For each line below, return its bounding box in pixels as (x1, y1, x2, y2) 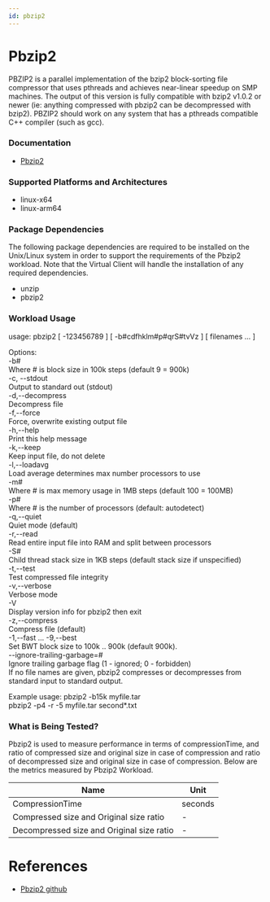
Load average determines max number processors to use (8, 468, 201, 478)
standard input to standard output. (8, 676, 124, 685)
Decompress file (8, 399, 63, 409)
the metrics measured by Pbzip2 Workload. (8, 765, 154, 775)
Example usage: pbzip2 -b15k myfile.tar (8, 691, 141, 701)
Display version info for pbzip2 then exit (8, 606, 142, 616)
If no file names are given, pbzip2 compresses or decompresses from (8, 667, 242, 676)
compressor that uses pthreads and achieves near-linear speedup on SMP (8, 82, 258, 92)
